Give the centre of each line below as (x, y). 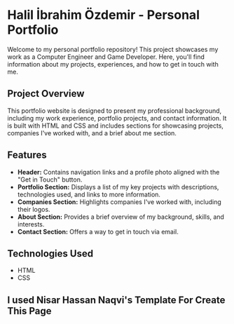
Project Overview (46, 94)
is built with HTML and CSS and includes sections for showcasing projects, (116, 126)
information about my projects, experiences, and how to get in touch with (113, 64)
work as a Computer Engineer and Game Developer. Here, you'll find (106, 57)
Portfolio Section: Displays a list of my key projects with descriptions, (118, 187)
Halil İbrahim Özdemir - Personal (103, 15)
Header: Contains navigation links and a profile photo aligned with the (118, 172)
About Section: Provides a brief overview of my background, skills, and (121, 217)
